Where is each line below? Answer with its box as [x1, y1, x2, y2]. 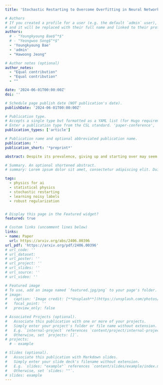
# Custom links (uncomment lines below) [5, 225, 88, 230]
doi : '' [5, 92, 21, 97]
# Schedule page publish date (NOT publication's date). [5, 100, 123, 106]
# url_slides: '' [5, 265, 40, 271]
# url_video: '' [5, 274, 38, 279]
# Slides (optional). [5, 350, 49, 355]
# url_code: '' [5, 247, 36, 252]
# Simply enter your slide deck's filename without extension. [5, 359, 140, 364]
